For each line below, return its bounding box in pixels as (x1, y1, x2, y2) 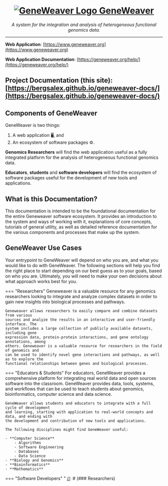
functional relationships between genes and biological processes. (5, 361, 149, 366)
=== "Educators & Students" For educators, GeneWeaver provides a (5, 370, 146, 376)
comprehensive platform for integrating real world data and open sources (5, 375, 156, 381)
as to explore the (5, 356, 43, 362)
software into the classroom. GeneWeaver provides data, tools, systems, (5, 380, 154, 386)
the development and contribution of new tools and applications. (5, 418, 146, 423)
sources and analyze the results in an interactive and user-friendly (5, 317, 155, 322)
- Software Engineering (14, 444, 64, 449)
